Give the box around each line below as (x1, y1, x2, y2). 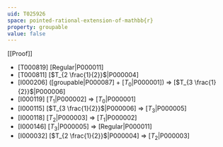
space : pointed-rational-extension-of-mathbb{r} (7, 17, 154, 24)
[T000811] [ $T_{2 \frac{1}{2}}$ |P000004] (17, 71, 139, 79)
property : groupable (7, 23, 69, 30)
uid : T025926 (7, 10, 46, 18)
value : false (7, 30, 46, 37)
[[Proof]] (7, 49, 33, 58)
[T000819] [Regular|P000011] (17, 63, 104, 71)
